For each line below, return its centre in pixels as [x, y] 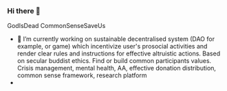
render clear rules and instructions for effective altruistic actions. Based [119, 53]
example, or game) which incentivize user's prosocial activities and [112, 47]
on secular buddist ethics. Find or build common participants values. [114, 61]
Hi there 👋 [24, 11]
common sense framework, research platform [82, 75]
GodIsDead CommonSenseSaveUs [56, 26]
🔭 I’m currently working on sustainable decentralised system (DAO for [116, 39]
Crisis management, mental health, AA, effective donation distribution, [117, 68]
